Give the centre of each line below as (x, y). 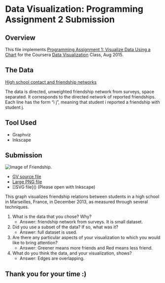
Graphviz (21, 134)
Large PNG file (27, 182)
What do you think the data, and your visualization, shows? (72, 253)
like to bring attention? (35, 243)
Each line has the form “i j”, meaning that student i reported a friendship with (82, 102)
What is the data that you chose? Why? (52, 217)
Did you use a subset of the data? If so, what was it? (65, 227)
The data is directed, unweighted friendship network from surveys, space (80, 92)
